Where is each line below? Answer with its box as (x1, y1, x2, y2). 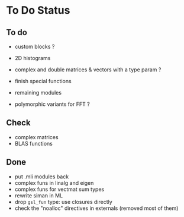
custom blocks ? (14, 43, 55, 50)
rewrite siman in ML (14, 191, 63, 199)
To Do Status (6, 4, 70, 17)
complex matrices (14, 133, 59, 140)
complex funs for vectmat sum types (14, 185, 105, 193)
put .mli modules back (14, 173, 69, 180)
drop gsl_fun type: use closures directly (14, 198, 112, 205)
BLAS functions (14, 140, 53, 147)
